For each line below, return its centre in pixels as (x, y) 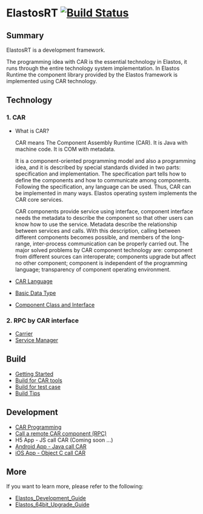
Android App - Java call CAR (51, 446)
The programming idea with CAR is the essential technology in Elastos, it (97, 62)
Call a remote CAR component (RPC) (61, 433)
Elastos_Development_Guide (51, 498)
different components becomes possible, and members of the (92, 237)
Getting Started (34, 374)
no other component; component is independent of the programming (101, 263)
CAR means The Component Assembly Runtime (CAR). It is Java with (101, 142)
